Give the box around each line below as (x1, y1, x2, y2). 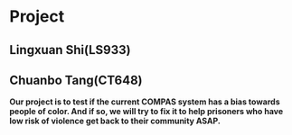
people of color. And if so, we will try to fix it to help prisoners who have (9, 106, 284, 117)
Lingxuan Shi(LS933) (9, 42, 131, 58)
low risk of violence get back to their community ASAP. (9, 115, 221, 127)
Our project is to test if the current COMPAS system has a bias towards (9, 96, 280, 107)
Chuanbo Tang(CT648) (9, 72, 143, 87)
